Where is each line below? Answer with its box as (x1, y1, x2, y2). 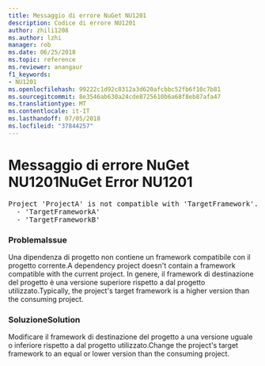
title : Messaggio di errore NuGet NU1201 (8, 11, 147, 20)
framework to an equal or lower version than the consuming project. (8, 349, 230, 359)
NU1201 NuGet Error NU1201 (8, 173, 193, 191)
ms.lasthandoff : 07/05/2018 (8, 115, 101, 123)
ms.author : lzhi (8, 33, 62, 42)
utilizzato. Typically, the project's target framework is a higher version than (8, 286, 250, 295)
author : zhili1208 (8, 26, 69, 34)
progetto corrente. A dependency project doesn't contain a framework (8, 261, 236, 270)
